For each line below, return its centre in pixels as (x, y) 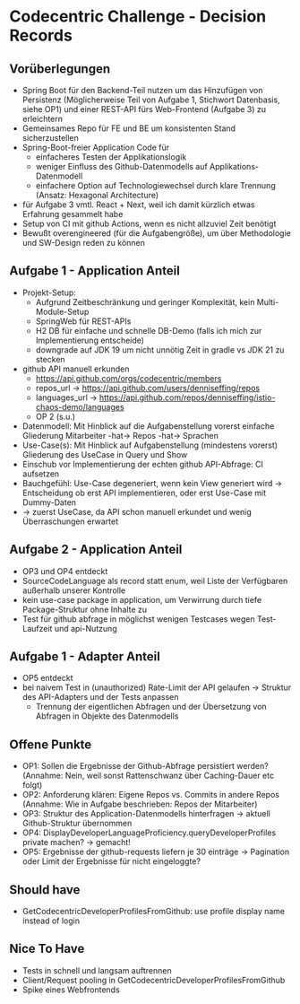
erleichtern (43, 119)
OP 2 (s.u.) (56, 416)
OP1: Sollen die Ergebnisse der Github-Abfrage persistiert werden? (145, 766)
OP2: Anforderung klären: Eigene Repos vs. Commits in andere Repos (151, 795)
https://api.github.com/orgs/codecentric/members (129, 378)
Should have (45, 890)
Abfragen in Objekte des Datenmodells (107, 716)
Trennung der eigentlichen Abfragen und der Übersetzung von (151, 707)
